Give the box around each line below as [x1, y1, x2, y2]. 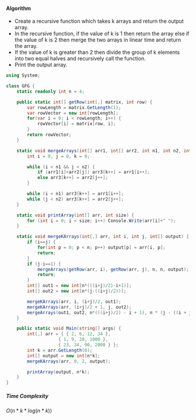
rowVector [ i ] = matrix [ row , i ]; [37, 121, 116, 127]
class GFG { [6, 83, 35, 89]
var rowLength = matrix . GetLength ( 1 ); [27, 104, 121, 111]
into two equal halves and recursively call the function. [14, 55, 146, 62]
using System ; [6, 73, 41, 78]
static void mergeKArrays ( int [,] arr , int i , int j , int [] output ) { [16, 234, 190, 240]
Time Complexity [6, 392, 48, 399]
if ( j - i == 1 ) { [27, 261, 61, 267]
